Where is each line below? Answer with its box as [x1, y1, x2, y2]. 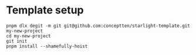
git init [6, 38, 28, 44]
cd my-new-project [6, 33, 51, 39]
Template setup [6, 4, 84, 17]
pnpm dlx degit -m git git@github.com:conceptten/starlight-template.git [6, 23, 191, 29]
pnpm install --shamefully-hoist [6, 43, 88, 49]
